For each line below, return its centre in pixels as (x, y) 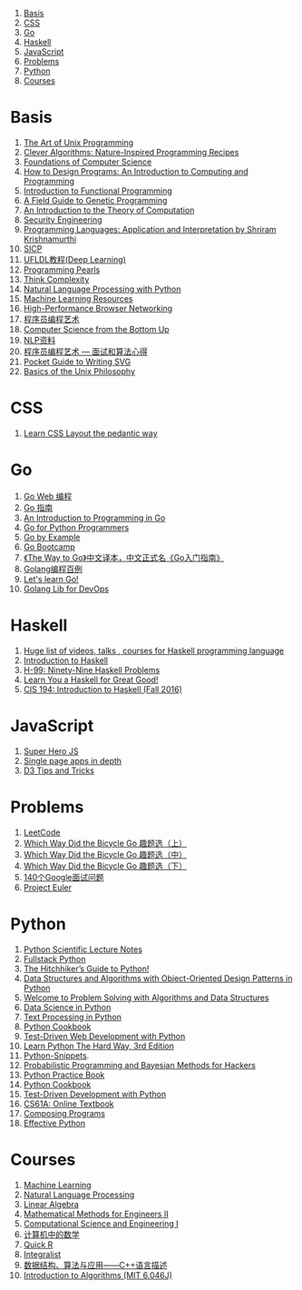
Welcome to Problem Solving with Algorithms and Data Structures (146, 997)
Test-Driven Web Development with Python (104, 1036)
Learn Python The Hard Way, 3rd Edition (99, 1046)
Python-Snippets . (56, 1055)
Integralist (42, 1254)
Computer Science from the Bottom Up (97, 329)
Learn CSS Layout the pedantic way (90, 433)
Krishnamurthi (50, 239)
